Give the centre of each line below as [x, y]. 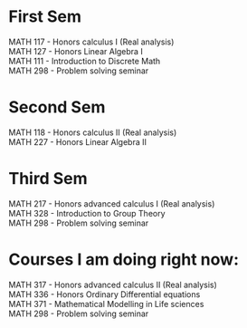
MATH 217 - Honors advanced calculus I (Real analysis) [112, 203]
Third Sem [48, 179]
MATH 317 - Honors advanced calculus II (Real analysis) [113, 285]
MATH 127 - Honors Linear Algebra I [76, 51]
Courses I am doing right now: [123, 259]
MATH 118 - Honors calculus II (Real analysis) [93, 132]
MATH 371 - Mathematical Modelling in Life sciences [106, 304]
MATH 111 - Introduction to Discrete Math [85, 61]
